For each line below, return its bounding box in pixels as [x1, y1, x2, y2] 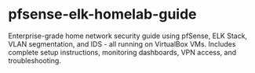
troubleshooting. [8, 56, 61, 65]
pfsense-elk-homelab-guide [8, 5, 198, 23]
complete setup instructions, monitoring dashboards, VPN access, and [8, 47, 237, 57]
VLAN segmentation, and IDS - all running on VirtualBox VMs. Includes [8, 39, 236, 48]
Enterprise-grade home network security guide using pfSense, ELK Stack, [8, 31, 248, 40]
